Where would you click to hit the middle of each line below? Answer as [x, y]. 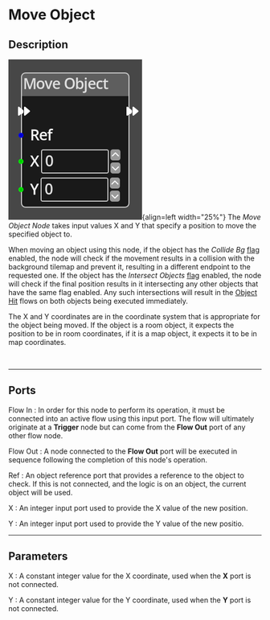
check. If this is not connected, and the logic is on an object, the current [127, 483]
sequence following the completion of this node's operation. [108, 459]
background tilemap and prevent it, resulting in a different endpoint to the [129, 267]
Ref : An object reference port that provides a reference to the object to [127, 475]
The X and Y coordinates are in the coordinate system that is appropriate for [134, 316]
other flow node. [36, 435]
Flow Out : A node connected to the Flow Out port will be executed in [123, 451]
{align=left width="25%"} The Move [201, 217]
